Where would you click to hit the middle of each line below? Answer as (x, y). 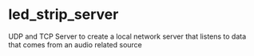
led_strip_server (63, 15)
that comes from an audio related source (75, 44)
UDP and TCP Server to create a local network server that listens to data (127, 36)
